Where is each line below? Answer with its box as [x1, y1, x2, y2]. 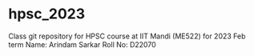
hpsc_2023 [8, 5, 86, 23]
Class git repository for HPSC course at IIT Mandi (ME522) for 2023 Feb [8, 31, 246, 41]
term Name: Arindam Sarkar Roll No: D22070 [8, 39, 156, 49]
